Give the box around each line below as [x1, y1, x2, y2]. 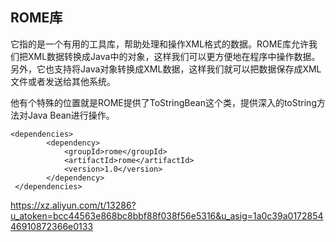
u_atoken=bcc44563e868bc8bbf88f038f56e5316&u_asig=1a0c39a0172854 [10, 209, 324, 222]
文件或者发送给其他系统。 [10, 75, 116, 87]
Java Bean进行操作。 [27, 109, 115, 121]
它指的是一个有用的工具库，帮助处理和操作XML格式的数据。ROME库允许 [10, 38, 309, 50]
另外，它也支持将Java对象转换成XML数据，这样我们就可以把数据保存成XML [10, 63, 322, 75]
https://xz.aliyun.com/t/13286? [10, 199, 137, 211]
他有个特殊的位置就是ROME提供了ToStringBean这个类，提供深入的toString [10, 96, 317, 108]
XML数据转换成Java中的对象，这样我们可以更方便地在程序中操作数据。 [27, 50, 321, 62]
